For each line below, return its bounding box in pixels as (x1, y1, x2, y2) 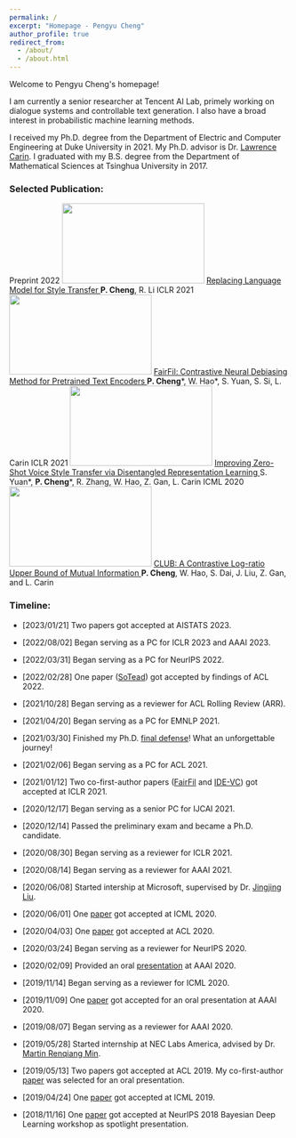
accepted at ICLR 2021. (21, 786, 108, 796)
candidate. (21, 829, 62, 841)
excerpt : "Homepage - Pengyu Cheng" (9, 21, 145, 30)
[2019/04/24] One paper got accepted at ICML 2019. (21, 1092, 216, 1102)
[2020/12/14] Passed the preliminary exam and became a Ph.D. (21, 820, 253, 831)
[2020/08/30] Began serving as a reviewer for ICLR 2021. (21, 847, 233, 858)
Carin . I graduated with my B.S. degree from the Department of (9, 151, 240, 161)
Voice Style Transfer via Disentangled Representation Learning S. (28, 467, 268, 478)
